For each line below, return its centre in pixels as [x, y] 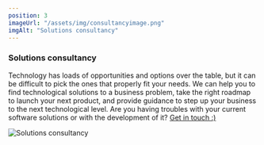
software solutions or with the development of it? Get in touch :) [112, 117]
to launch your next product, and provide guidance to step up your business [132, 101]
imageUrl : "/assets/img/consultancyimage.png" [86, 23]
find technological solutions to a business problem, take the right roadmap [130, 92]
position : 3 [28, 15]
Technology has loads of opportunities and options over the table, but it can [132, 75]
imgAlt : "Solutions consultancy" [63, 30]
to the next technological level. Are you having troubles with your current [127, 109]
